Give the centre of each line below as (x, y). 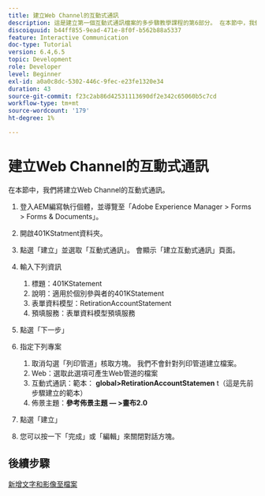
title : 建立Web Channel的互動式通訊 (63, 15)
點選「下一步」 (44, 330)
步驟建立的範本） (59, 393)
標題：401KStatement (67, 283)
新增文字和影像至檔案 (43, 484)
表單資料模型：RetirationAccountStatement (101, 303)
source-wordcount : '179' (49, 111)
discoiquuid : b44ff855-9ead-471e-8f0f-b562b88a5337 (95, 30)
